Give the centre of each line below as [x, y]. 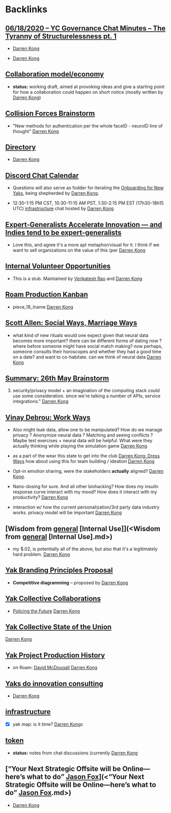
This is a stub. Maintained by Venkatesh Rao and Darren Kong [77, 278]
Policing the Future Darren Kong [46, 611]
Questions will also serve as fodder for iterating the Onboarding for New [88, 188]
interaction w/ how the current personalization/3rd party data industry [86, 507]
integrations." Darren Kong [40, 401]
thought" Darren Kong [36, 131]
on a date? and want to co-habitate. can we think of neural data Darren [87, 357]
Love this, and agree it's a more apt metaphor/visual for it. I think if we [86, 245]
